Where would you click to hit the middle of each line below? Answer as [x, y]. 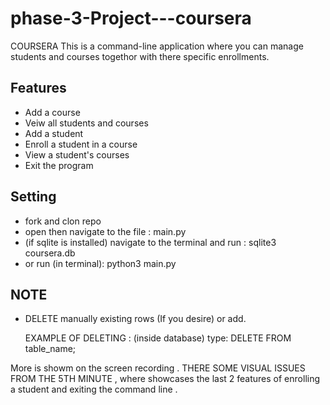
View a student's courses [77, 154]
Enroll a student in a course [81, 144]
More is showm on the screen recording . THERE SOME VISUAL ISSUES [158, 368]
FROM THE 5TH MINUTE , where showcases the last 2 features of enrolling [165, 379]
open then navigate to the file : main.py [105, 231]
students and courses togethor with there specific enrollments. [140, 56]
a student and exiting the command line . [94, 389]
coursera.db [50, 253]
